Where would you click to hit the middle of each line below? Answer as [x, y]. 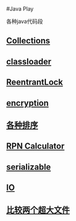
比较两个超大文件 [38, 210]
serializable [29, 167]
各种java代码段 [25, 21]
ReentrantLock [35, 82]
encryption [28, 103]
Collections [28, 41]
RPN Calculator [36, 146]
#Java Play [20, 9]
